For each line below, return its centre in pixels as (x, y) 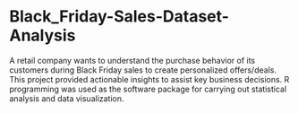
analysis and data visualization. (67, 98)
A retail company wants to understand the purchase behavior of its (132, 60)
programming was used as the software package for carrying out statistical (148, 89)
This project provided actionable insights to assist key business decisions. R (149, 79)
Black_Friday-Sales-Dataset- (119, 17)
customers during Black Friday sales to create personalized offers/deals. (143, 70)
